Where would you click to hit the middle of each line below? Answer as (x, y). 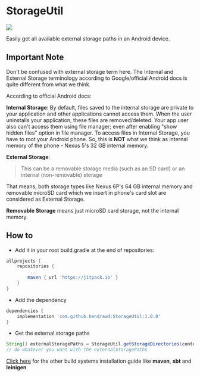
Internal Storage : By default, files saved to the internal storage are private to (100, 107)
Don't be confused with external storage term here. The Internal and (90, 71)
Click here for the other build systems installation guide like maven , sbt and (99, 361)
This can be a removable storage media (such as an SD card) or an (103, 169)
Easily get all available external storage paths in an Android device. (88, 38)
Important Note (35, 57)
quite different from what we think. (49, 84)
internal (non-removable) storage (61, 175)
